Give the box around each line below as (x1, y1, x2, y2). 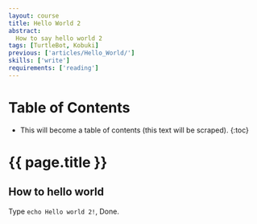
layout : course (8, 11, 60, 20)
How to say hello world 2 (15, 34, 103, 43)
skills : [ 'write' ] (8, 57, 70, 65)
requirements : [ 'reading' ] (8, 64, 99, 72)
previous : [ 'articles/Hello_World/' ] (8, 49, 135, 57)
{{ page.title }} (8, 153, 108, 171)
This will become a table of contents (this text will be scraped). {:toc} (19, 125, 250, 135)
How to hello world (8, 185, 105, 199)
